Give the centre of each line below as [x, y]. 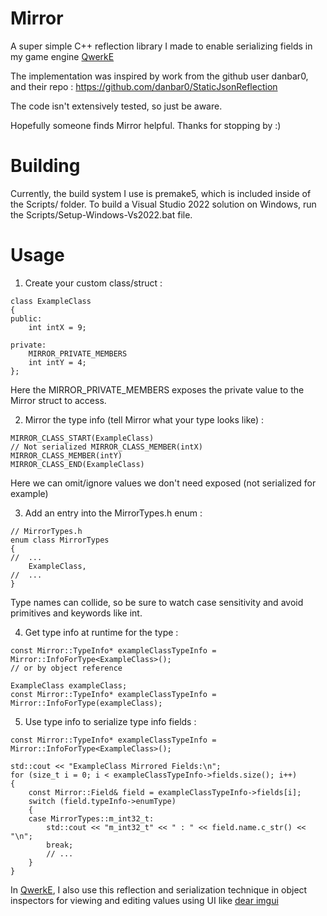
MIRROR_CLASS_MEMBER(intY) [66, 455]
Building [45, 166]
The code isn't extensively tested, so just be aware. [116, 106]
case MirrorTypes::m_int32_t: [91, 818]
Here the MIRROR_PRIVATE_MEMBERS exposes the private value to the [157, 389]
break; [60, 845]
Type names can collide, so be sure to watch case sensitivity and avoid [157, 602]
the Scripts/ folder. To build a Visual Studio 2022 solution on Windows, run [163, 204]
